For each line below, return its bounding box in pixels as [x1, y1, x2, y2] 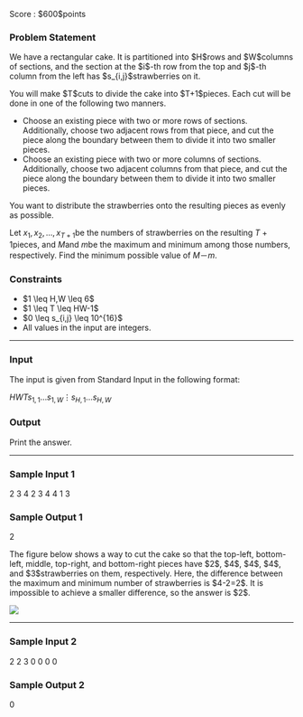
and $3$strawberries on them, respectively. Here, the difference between [9, 568, 284, 579]
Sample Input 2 [9, 636, 77, 648]
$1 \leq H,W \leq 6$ [22, 294, 95, 305]
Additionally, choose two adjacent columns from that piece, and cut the [22, 164, 288, 175]
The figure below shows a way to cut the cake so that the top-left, [9, 549, 254, 560]
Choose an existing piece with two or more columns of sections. [22, 154, 262, 165]
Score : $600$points [9, 9, 87, 19]
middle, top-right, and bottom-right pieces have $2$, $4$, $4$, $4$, [25, 559, 281, 570]
